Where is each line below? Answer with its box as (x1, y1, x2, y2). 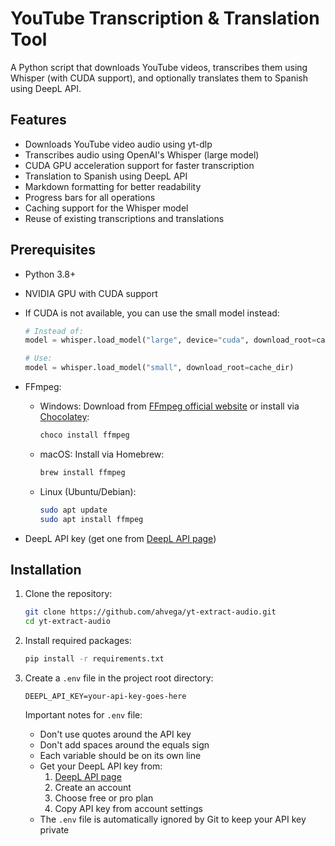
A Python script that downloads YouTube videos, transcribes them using (10, 61, 308, 73)
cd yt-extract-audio (24, 617, 111, 627)
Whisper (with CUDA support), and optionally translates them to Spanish (10, 72, 308, 84)
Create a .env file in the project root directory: (24, 672, 214, 684)
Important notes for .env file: (24, 709, 143, 721)
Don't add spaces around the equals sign (39, 739, 210, 751)
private (39, 824, 70, 836)
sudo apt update (39, 505, 108, 515)
